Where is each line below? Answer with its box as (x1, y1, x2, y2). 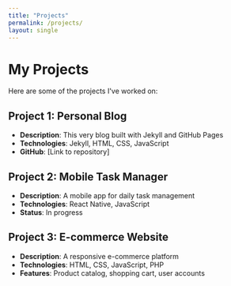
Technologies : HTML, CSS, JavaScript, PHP (19, 260, 165, 269)
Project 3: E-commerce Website (8, 231, 169, 244)
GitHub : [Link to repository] (19, 147, 110, 156)
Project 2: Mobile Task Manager (8, 170, 169, 183)
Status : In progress (19, 207, 83, 217)
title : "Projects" (8, 11, 69, 20)
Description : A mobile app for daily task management (19, 190, 195, 200)
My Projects (8, 60, 89, 78)
